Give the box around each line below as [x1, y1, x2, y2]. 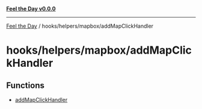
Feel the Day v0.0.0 [6, 5, 56, 12]
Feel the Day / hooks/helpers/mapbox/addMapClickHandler [6, 22, 154, 30]
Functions [6, 80, 45, 90]
